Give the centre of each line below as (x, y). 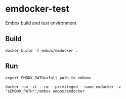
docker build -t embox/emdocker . (42, 51)
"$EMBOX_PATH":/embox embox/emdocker (45, 91)
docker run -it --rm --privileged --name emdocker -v (63, 87)
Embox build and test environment (41, 23)
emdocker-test (37, 9)
